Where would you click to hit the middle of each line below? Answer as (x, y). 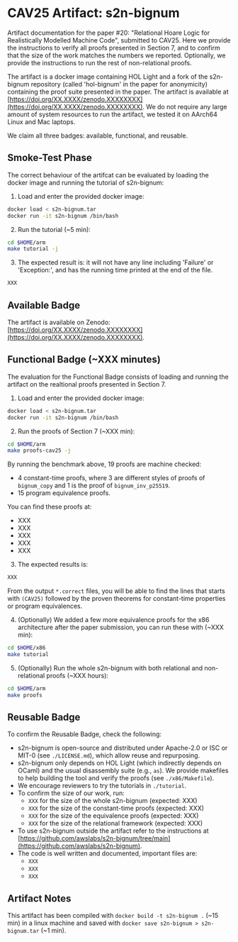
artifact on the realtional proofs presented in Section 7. (87, 384)
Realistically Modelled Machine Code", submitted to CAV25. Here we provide (119, 40)
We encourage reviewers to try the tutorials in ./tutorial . (102, 786)
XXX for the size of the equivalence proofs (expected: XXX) (113, 816)
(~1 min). (53, 931)
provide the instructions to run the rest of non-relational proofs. (100, 62)
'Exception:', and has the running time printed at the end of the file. (115, 270)
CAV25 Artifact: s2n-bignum (93, 13)
